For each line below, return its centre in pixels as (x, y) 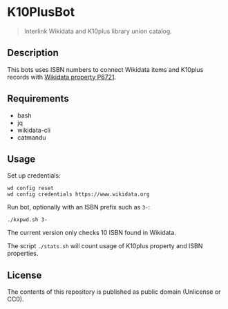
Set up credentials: (34, 176)
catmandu (31, 137)
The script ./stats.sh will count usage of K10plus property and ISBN (105, 246)
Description (33, 53)
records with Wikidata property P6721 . (62, 77)
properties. (23, 254)
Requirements (38, 99)
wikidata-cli (34, 130)
